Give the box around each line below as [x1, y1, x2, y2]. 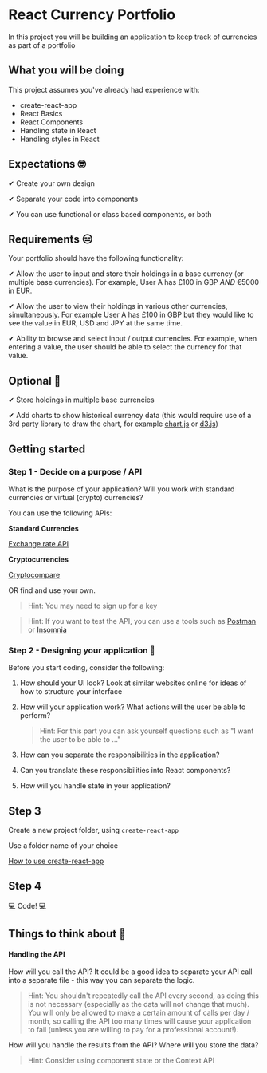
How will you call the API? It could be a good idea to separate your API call [8, 967, 253, 976]
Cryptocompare [8, 570, 61, 579]
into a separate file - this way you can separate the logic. [8, 976, 195, 985]
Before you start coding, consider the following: [8, 663, 165, 673]
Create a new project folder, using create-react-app [8, 825, 179, 834]
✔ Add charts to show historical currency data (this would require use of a [8, 411, 252, 420]
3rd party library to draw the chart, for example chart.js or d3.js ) [8, 419, 219, 428]
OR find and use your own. [8, 585, 96, 595]
